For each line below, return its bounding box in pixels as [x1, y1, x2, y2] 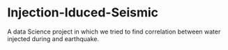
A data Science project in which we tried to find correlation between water [7, 27, 221, 36]
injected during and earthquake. [7, 34, 100, 42]
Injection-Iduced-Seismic [7, 5, 159, 21]
